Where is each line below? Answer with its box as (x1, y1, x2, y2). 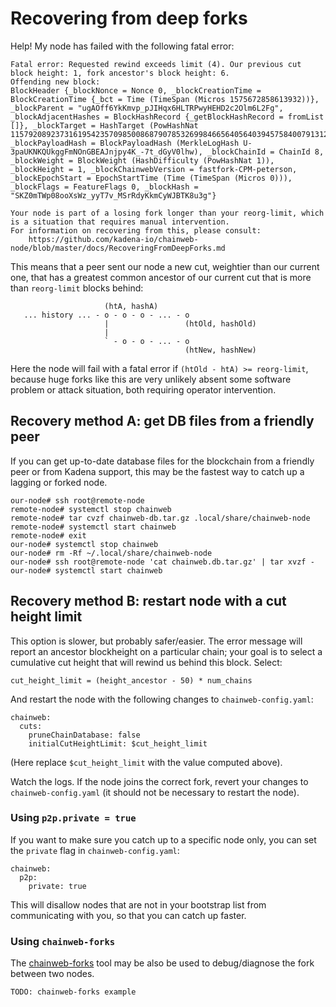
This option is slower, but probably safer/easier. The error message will (10, 635, 303, 647)
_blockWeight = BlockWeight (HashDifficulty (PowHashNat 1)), (10, 155, 275, 166)
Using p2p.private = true (10, 811, 137, 825)
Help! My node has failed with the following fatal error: (10, 40, 235, 52)
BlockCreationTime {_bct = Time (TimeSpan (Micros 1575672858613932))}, (10, 94, 320, 104)
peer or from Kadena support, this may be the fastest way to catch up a (10, 465, 305, 477)
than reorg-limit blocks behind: (10, 282, 144, 294)
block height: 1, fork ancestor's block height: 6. (10, 68, 230, 78)
